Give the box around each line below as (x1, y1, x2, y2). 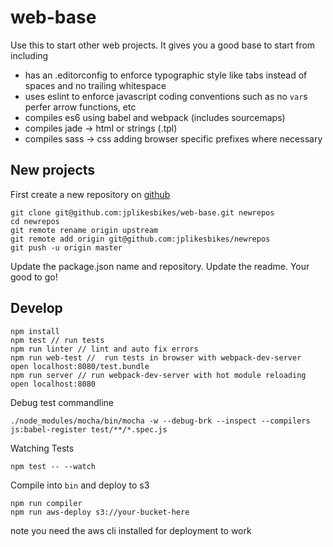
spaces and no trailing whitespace (24, 79, 167, 91)
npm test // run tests (10, 335, 105, 345)
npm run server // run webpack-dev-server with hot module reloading (10, 370, 307, 380)
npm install (10, 326, 60, 336)
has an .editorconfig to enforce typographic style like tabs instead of (24, 69, 308, 81)
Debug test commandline (10, 396, 114, 408)
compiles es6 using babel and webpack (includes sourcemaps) (24, 111, 286, 123)
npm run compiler (10, 498, 83, 508)
